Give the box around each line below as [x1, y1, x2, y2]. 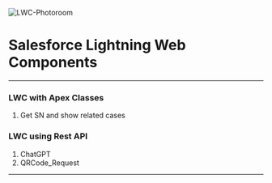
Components [8, 53, 98, 72]
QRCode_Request [19, 158, 79, 168]
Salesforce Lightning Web [8, 36, 186, 54]
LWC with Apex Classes [8, 91, 104, 103]
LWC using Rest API [8, 130, 88, 142]
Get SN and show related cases [19, 110, 125, 121]
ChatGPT [19, 149, 51, 159]
